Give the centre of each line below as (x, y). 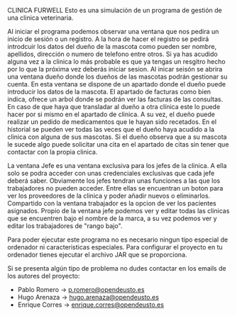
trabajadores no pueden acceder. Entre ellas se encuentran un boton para (115, 188)
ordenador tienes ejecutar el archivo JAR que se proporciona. (97, 255)
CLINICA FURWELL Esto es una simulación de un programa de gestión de (115, 10)
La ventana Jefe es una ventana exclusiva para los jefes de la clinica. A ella (117, 165)
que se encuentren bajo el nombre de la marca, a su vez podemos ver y (112, 218)
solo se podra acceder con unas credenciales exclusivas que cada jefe (111, 173)
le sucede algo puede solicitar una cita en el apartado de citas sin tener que (118, 144)
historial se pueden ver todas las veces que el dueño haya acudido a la (111, 129)
